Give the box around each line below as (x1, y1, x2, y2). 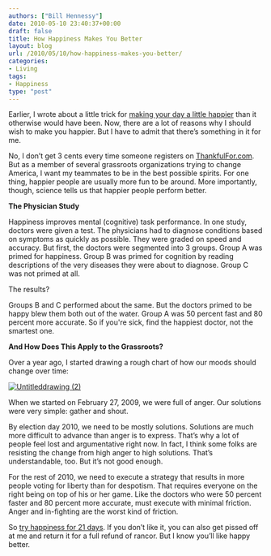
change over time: (8, 366, 69, 376)
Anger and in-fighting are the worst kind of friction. (8, 506, 179, 516)
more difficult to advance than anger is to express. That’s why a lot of (8, 431, 239, 441)
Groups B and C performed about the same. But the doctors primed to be (8, 300, 252, 310)
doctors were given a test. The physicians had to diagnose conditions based (8, 226, 263, 235)
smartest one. (8, 326, 55, 336)
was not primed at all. (8, 269, 81, 278)
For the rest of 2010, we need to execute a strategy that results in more (8, 472, 245, 482)
